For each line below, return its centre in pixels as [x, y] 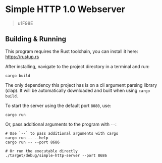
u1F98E [25, 23]
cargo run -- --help [27, 138]
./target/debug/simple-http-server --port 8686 [56, 155]
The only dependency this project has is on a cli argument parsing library [81, 85]
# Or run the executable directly [42, 151]
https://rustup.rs [22, 57]
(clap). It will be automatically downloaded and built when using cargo [78, 90]
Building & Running [36, 39]
